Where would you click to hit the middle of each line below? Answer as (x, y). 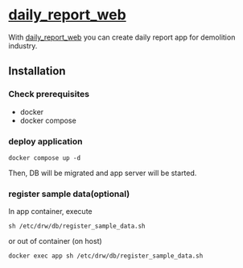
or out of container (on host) (55, 241)
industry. (23, 45)
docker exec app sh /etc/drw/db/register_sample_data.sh (106, 256)
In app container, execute (50, 211)
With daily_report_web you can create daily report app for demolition (122, 37)
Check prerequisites (49, 94)
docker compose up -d (45, 158)
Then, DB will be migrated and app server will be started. (103, 173)
